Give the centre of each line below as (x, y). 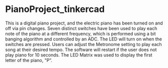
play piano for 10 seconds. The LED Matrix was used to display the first (79, 55)
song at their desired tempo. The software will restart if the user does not (81, 49)
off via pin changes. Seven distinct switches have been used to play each (81, 28)
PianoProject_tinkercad (55, 9)
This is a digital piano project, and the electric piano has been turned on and (84, 23)
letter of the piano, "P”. (29, 60)
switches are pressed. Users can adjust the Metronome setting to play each (83, 44)
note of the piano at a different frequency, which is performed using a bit (80, 33)
